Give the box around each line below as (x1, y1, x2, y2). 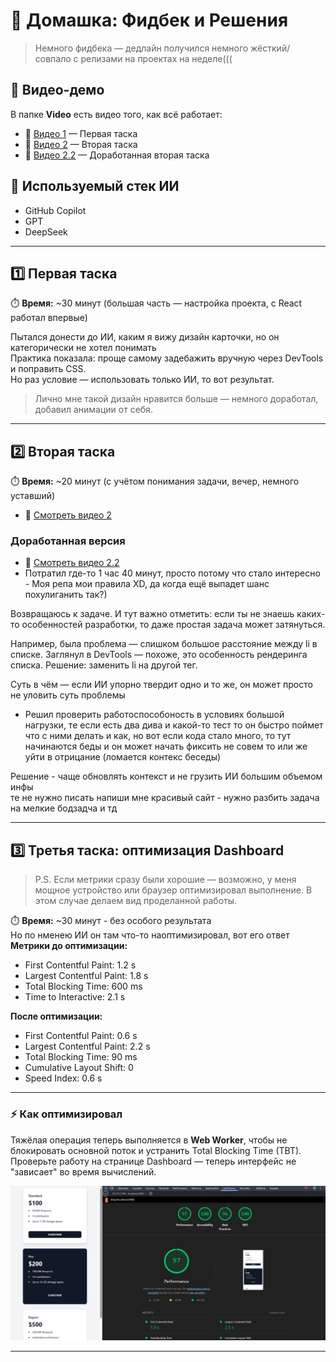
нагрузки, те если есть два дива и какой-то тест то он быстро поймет (24, 719, 324, 731)
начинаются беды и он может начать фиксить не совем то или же (24, 740, 308, 753)
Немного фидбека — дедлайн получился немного (34, 42, 249, 54)
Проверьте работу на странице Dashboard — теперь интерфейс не (10, 1155, 297, 1167)
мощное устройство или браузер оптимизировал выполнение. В (34, 884, 313, 896)
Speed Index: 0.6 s (24, 1072, 103, 1084)
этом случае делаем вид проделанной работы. (34, 895, 238, 907)
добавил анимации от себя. (34, 404, 153, 416)
